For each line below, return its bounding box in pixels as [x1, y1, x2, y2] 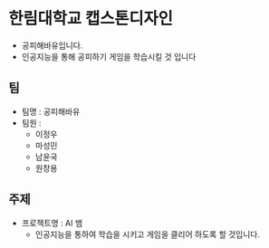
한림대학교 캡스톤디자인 [8, 8, 173, 29]
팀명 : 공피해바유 [21, 106, 81, 117]
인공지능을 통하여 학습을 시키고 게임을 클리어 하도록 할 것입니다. [34, 228, 260, 240]
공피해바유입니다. [21, 40, 83, 51]
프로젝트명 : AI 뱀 [21, 217, 83, 228]
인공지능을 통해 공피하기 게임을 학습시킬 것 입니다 [21, 51, 197, 62]
